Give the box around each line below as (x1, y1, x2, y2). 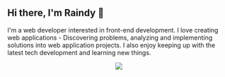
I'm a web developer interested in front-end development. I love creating (7, 25, 219, 34)
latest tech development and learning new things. (7, 48, 151, 57)
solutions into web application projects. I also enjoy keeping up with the (7, 40, 216, 49)
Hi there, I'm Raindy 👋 (7, 7, 105, 19)
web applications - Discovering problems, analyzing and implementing (7, 33, 213, 42)
